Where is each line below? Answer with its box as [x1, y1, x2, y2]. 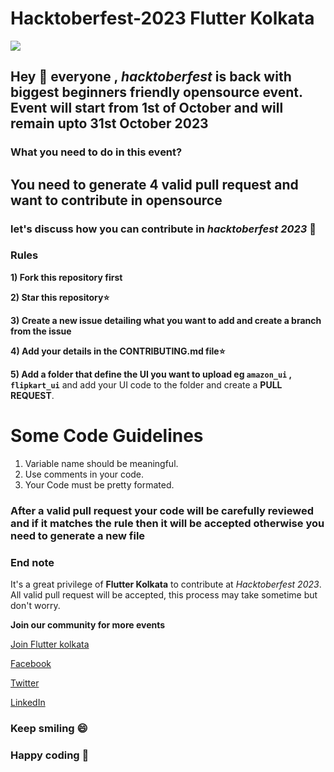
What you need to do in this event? [10, 145, 183, 159]
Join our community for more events [10, 619, 166, 631]
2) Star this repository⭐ [10, 291, 110, 303]
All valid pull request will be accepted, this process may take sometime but [10, 589, 318, 601]
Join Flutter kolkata [10, 638, 90, 651]
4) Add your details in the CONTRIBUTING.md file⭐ [10, 345, 226, 357]
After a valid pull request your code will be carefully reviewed [10, 503, 315, 517]
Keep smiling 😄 [10, 721, 88, 735]
